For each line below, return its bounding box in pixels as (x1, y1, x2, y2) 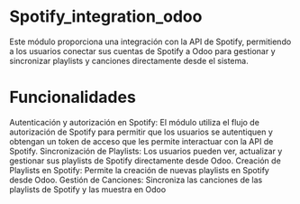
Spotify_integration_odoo (9, 6, 203, 27)
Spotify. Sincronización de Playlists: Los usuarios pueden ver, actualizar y (9, 145, 283, 156)
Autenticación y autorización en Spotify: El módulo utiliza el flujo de (9, 116, 259, 127)
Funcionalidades (9, 88, 137, 107)
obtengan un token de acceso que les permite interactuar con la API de (9, 135, 274, 146)
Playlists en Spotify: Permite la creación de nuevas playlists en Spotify (9, 164, 270, 175)
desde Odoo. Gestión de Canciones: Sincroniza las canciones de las (9, 174, 263, 185)
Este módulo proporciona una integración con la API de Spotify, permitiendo (9, 36, 292, 47)
